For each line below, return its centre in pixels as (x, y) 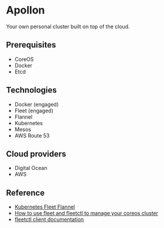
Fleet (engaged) (34, 110)
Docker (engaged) (37, 104)
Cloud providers (36, 154)
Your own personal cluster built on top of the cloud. (68, 26)
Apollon (25, 10)
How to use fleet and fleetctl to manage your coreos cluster (86, 213)
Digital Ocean (31, 168)
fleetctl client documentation (49, 219)
